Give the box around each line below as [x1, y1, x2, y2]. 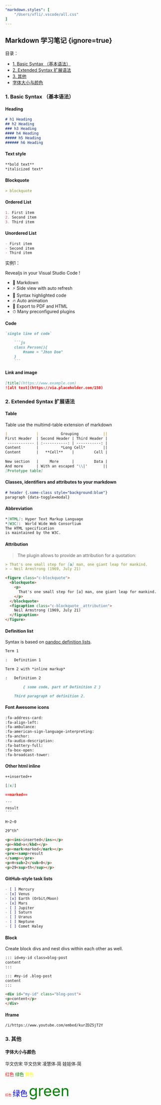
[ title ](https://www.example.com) [5, 380, 77, 386]
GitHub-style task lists [5, 876, 53, 882]
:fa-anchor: [5, 734, 30, 739]
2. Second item [5, 215, 37, 220]
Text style [5, 151, 26, 157]
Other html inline [5, 763, 41, 769]
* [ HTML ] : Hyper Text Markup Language [5, 516, 83, 522]
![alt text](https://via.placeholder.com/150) [5, 385, 103, 390]
